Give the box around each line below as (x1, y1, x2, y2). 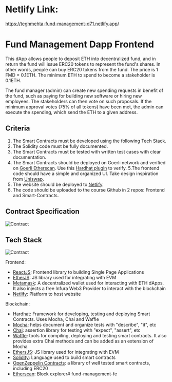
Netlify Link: (5, 4, 59, 15)
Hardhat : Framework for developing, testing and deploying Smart (12, 311, 150, 317)
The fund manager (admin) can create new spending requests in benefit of (5, 87, 163, 93)
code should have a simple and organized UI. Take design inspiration (12, 170, 159, 177)
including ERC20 (12, 366, 48, 372)
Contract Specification (5, 207, 80, 216)
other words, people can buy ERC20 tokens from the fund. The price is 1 (5, 66, 158, 72)
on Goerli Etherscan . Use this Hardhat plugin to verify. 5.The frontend (12, 165, 160, 171)
